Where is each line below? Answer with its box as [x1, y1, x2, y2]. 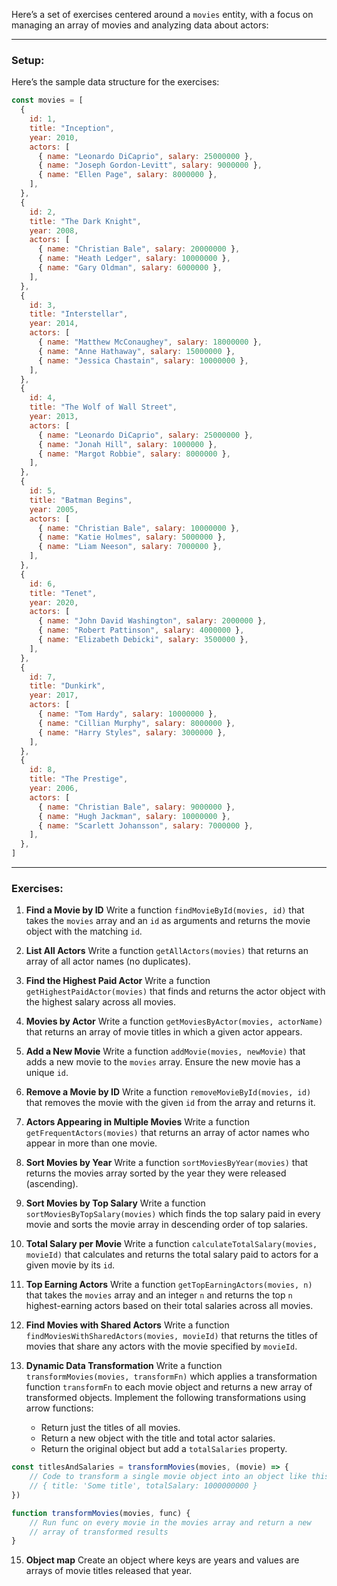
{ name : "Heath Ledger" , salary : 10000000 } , [37, 254, 231, 264]
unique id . [25, 1067, 69, 1079]
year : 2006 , [29, 784, 79, 794]
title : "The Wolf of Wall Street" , [29, 402, 178, 413]
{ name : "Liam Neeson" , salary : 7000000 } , [37, 542, 223, 552]
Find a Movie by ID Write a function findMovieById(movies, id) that [25, 904, 305, 916]
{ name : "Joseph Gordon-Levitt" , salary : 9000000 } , [37, 160, 263, 171]
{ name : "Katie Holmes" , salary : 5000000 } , [37, 532, 227, 543]
